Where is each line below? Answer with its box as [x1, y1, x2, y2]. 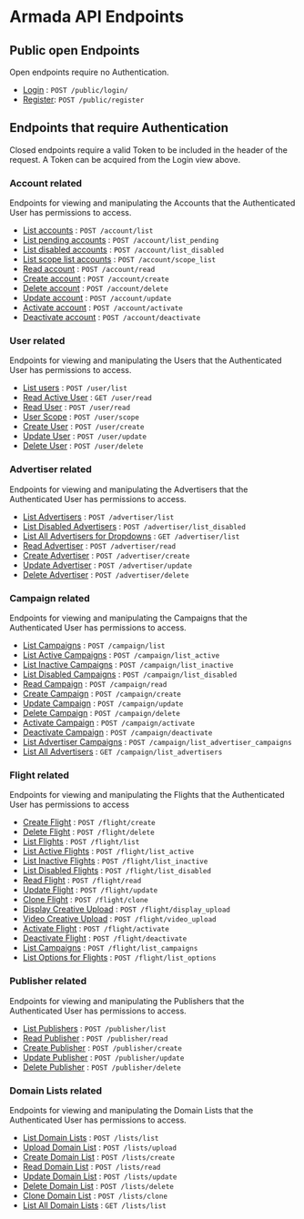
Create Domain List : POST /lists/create [22, 1151, 176, 1162]
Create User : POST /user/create [22, 421, 145, 432]
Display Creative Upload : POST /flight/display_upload [22, 903, 230, 915]
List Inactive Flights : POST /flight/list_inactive [22, 855, 208, 866]
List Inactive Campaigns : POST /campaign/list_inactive [22, 660, 234, 670]
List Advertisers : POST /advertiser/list [22, 511, 175, 522]
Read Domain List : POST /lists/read [22, 1161, 161, 1172]
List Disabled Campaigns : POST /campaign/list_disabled [22, 669, 238, 680]
